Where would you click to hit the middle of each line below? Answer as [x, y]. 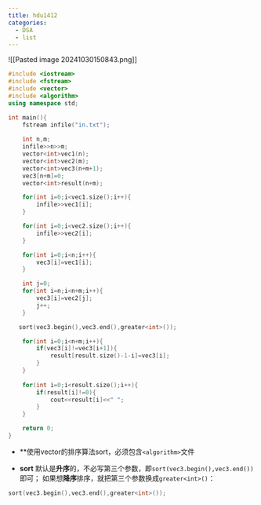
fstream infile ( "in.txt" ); [66, 125]
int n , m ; [36, 139]
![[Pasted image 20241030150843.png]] [72, 60]
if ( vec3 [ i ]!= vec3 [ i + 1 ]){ [77, 349]
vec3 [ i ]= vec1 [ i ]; [64, 262]
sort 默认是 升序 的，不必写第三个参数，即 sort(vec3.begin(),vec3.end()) [136, 468]
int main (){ [27, 117]
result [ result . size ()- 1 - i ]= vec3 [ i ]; [110, 356]
